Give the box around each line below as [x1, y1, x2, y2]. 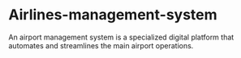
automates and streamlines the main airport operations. [8, 40, 194, 50]
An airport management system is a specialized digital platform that [8, 32, 235, 42]
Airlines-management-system [8, 6, 217, 24]
